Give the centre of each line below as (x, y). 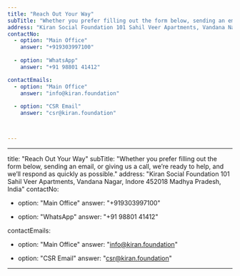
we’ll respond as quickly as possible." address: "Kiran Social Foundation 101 (119, 174)
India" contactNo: (33, 189)
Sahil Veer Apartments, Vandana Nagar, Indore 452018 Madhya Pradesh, (114, 181)
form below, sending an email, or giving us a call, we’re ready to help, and (116, 166)
